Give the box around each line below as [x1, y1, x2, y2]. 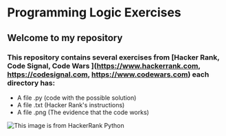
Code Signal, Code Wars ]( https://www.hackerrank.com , [7, 61, 201, 70]
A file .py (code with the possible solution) [16, 94, 137, 102]
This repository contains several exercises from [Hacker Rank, [7, 53, 220, 62]
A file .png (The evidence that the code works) [16, 108, 150, 116]
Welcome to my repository [7, 32, 123, 44]
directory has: [7, 78, 56, 87]
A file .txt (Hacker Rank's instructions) [16, 100, 125, 109]
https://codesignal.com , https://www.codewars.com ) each [7, 70, 210, 79]
